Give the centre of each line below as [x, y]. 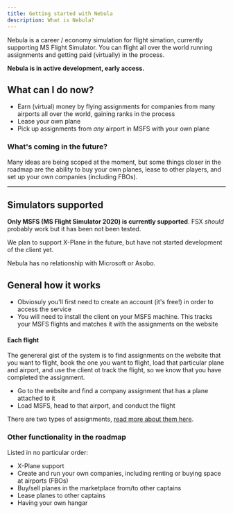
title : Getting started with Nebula [60, 14]
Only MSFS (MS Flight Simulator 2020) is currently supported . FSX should [115, 222]
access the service [44, 309]
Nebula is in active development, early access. [76, 68]
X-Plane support [41, 465]
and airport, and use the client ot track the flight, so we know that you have [114, 370]
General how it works [54, 285]
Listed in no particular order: [48, 452]
